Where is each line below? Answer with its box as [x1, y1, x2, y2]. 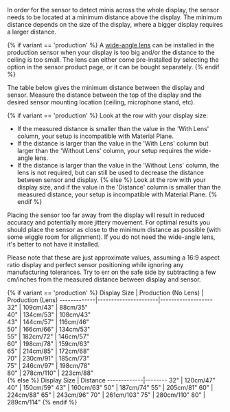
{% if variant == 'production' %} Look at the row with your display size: [7, 111, 208, 119]
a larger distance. [7, 27, 57, 36]
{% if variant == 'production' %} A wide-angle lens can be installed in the [7, 41, 215, 49]
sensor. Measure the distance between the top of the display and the [7, 91, 203, 99]
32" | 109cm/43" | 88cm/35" [7, 304, 88, 311]
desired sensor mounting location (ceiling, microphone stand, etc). [7, 98, 196, 106]
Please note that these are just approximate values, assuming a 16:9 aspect [7, 253, 220, 262]
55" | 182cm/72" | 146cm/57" [7, 332, 89, 341]
